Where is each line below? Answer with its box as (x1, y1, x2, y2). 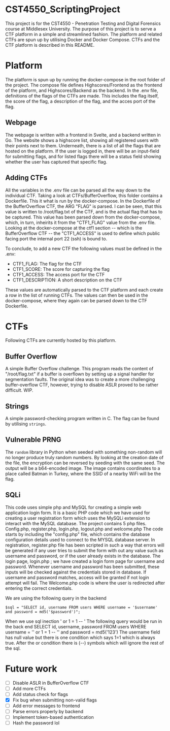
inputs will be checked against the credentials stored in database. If (5, 569, 147, 575)
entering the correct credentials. (5, 585, 73, 591)
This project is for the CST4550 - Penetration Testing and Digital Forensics (5, 20, 161, 26)
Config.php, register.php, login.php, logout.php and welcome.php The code (5, 526, 163, 532)
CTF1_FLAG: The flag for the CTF (12, 261, 82, 267)
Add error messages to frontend (12, 703, 80, 709)
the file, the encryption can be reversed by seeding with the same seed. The (5, 460, 165, 466)
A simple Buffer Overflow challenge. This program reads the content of (5, 366, 154, 372)
